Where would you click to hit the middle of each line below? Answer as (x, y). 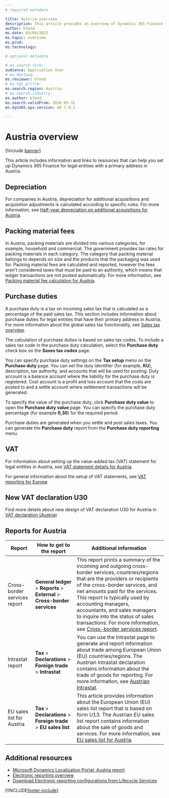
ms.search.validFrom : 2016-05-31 (40, 103)
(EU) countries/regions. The (110, 656)
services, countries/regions (126, 572)
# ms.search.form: (24, 65)
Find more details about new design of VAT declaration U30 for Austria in (81, 510)
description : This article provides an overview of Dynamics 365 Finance (84, 24)
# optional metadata (27, 56)
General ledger (53, 582)
